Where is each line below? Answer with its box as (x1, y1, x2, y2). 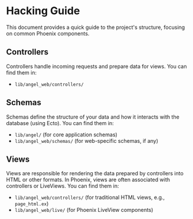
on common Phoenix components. (6, 30, 90, 37)
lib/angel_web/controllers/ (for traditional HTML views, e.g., (14, 194, 165, 201)
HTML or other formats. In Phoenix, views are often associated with (6, 176, 170, 184)
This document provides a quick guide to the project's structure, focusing (6, 24, 185, 31)
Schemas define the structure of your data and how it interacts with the (6, 113, 180, 120)
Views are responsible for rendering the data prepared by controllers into (6, 170, 184, 177)
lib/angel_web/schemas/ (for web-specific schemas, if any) (14, 137, 158, 144)
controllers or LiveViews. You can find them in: (6, 182, 119, 189)
